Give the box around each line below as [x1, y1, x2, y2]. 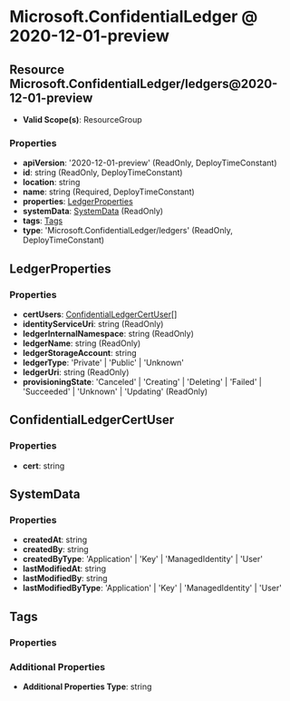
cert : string [22, 460, 65, 471]
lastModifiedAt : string [22, 563, 107, 574]
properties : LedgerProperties [22, 196, 133, 207]
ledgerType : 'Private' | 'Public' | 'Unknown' [22, 357, 184, 368]
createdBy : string [22, 544, 89, 555]
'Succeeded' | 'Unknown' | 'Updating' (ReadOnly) [22, 386, 208, 397]
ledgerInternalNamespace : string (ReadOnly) [22, 328, 195, 339]
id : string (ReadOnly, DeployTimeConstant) [22, 167, 183, 178]
